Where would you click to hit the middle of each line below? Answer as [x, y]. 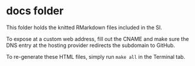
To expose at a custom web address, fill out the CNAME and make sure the [97, 39]
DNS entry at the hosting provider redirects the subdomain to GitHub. [91, 45]
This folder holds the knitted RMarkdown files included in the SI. [84, 27]
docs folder [35, 11]
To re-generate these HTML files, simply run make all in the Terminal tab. [96, 56]
